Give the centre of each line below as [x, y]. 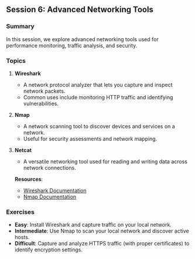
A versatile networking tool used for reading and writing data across [105, 162]
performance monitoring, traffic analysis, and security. [72, 45]
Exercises [20, 212]
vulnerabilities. [41, 103]
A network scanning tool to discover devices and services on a [99, 126]
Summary [20, 26]
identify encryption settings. [49, 250]
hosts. [22, 237]
